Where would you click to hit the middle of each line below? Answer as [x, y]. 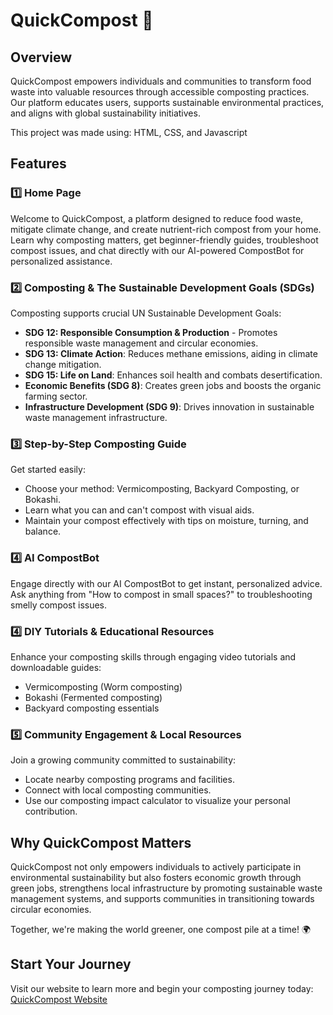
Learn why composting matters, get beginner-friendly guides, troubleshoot [164, 240]
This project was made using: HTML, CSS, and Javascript [129, 132]
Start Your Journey [71, 964]
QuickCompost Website [59, 999]
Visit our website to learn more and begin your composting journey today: [162, 988]
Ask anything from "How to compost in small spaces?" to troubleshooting [161, 594]
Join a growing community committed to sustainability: [123, 760]
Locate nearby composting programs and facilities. [129, 780]
